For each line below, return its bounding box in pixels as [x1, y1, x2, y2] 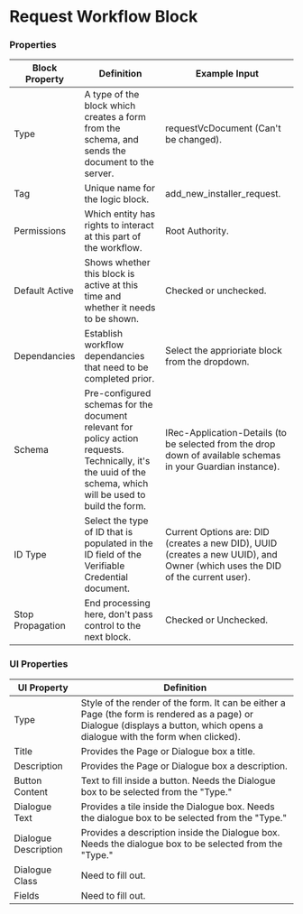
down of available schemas [165, 449, 281, 462]
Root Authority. [165, 225, 230, 237]
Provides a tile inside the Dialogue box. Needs [80, 800, 275, 813]
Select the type [84, 514, 149, 527]
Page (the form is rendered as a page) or [80, 707, 254, 720]
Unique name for [84, 182, 156, 195]
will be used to [84, 489, 146, 502]
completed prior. [84, 373, 155, 385]
